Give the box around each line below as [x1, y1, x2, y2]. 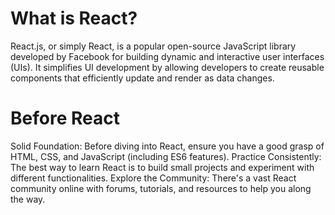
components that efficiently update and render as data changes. [10, 72, 275, 84]
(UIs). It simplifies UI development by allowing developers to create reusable [10, 61, 325, 73]
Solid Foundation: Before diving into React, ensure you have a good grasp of [10, 140, 325, 152]
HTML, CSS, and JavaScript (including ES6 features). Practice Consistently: [10, 150, 322, 162]
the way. [10, 193, 46, 205]
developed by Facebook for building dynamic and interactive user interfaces [10, 50, 325, 62]
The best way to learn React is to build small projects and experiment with [10, 161, 315, 173]
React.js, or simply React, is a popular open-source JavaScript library [10, 40, 297, 52]
